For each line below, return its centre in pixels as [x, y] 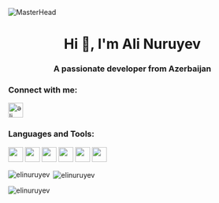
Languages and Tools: [51, 134]
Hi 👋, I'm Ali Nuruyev [132, 44]
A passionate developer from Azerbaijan [132, 69]
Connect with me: [43, 90]
